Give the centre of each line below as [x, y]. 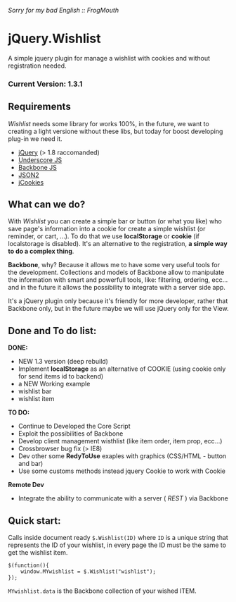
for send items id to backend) [61, 376]
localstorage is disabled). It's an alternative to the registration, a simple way [118, 244]
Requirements [39, 107]
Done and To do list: [52, 331]
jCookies [31, 182]
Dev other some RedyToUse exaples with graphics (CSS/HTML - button [122, 456]
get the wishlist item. [38, 553]
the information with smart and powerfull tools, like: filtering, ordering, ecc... [118, 280]
